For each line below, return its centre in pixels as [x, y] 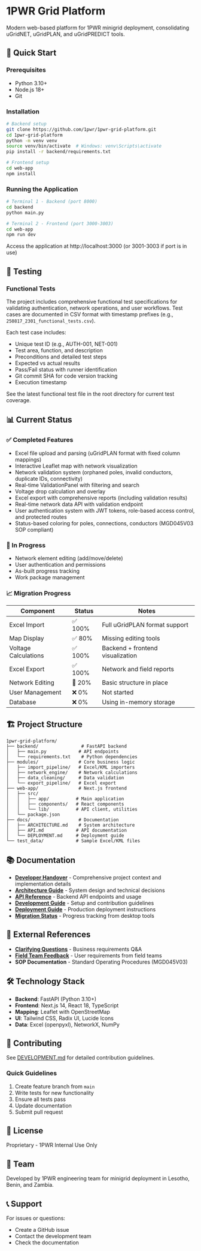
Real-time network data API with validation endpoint [79, 504]
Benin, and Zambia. [30, 1185]
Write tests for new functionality [54, 1093]
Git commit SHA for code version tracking [66, 376]
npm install [21, 173]
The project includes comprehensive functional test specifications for [92, 302]
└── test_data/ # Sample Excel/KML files [73, 841]
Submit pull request [39, 1112]
